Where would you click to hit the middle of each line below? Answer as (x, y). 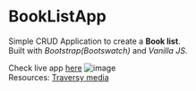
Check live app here (45, 68)
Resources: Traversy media (59, 77)
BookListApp (57, 17)
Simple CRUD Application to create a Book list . (94, 41)
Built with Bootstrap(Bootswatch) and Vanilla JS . (98, 50)
